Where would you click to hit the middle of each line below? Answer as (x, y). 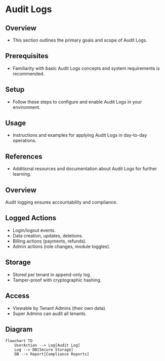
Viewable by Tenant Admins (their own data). (59, 308)
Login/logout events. (34, 230)
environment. (26, 107)
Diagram (19, 329)
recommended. (28, 73)
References (24, 156)
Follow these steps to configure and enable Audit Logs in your (77, 102)
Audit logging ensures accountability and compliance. (61, 202)
